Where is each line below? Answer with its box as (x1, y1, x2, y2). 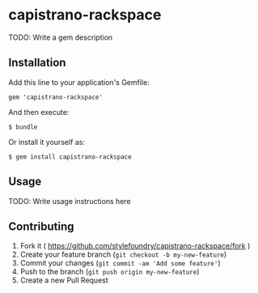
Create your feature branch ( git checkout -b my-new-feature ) (19, 249, 227, 260)
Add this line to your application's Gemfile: (8, 77, 150, 87)
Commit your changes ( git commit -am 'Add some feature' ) (19, 258, 221, 268)
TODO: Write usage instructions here (8, 196, 131, 206)
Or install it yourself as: (8, 137, 85, 146)
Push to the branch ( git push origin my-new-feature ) (19, 267, 200, 277)
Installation (8, 56, 66, 70)
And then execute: (8, 107, 70, 117)
